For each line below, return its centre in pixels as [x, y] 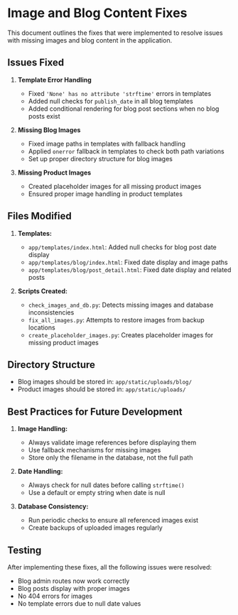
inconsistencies [51, 312]
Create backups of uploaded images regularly [96, 528]
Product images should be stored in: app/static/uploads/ [102, 389]
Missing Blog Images [49, 130]
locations [42, 327]
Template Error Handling [55, 80]
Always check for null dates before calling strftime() [106, 485]
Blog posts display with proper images [74, 588]
